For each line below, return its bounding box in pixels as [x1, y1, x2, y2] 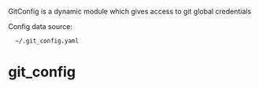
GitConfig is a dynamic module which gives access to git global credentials [8, 7, 252, 16]
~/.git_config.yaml [15, 37, 80, 45]
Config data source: [8, 22, 73, 31]
